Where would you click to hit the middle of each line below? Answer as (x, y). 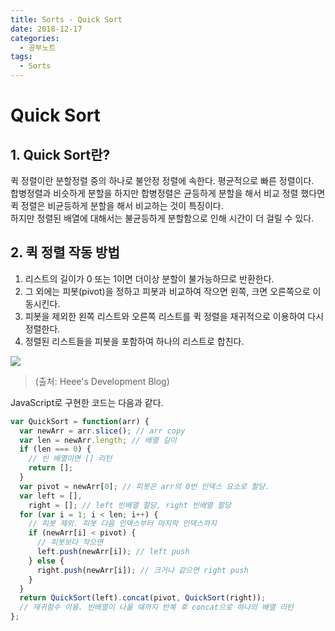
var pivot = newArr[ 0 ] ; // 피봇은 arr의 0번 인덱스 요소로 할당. (144, 486)
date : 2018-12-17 (46, 29)
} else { (46, 561)
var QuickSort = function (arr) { (80, 421)
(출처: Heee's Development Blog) (102, 381)
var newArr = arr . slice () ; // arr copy (102, 431)
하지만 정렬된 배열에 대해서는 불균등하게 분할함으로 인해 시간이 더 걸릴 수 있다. (162, 218)
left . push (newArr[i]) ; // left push (113, 552)
